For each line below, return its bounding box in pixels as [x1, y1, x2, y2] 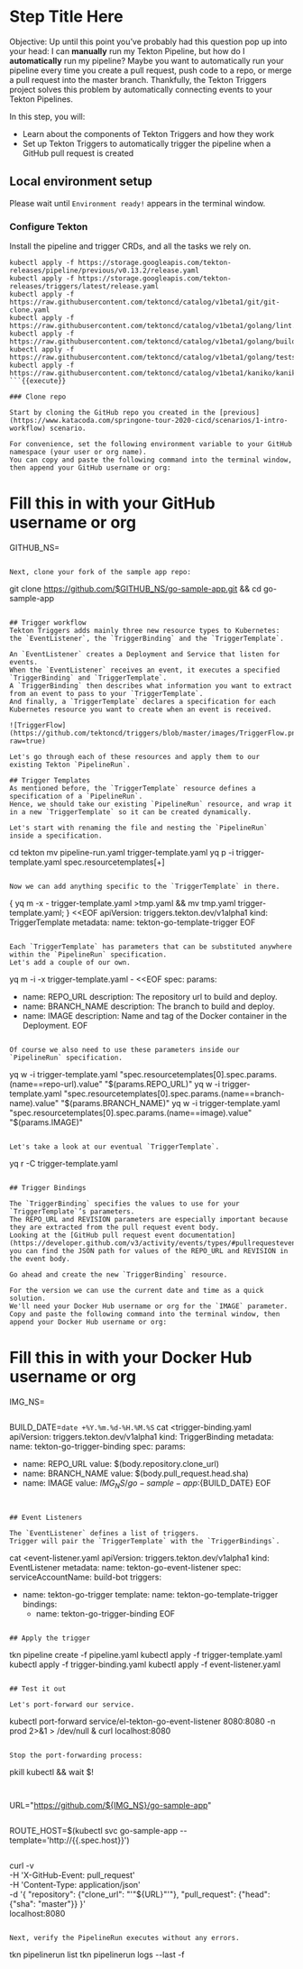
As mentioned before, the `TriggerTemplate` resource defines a [9, 783, 256, 792]
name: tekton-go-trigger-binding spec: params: [9, 1441, 187, 1452]
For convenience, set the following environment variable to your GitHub [9, 440, 293, 449]
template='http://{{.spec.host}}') [9, 1835, 130, 1845]
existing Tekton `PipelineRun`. [9, 760, 131, 769]
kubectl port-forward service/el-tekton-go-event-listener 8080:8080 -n [9, 1716, 276, 1726]
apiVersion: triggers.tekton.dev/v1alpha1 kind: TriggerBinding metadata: [9, 1431, 274, 1442]
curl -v [9, 1860, 34, 1871]
